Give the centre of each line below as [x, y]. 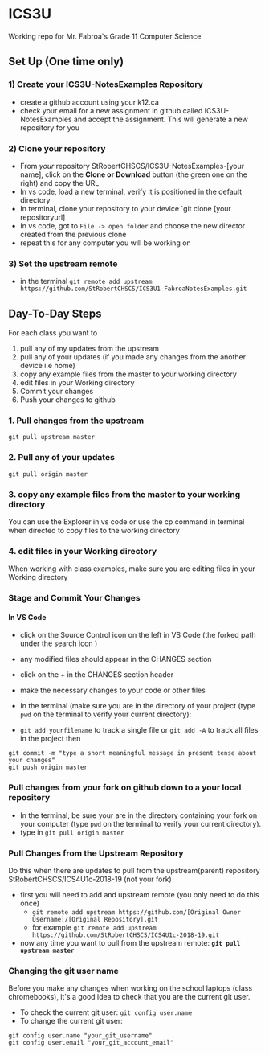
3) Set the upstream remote [63, 264]
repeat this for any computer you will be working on [105, 243]
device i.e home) [48, 366]
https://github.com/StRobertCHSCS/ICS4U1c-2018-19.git [125, 935]
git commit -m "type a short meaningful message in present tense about [132, 753]
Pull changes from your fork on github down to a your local [125, 787]
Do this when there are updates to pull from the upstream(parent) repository [134, 870]
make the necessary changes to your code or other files [113, 690]
